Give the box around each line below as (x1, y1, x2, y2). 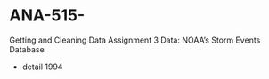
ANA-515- (9, 5, 86, 26)
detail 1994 (21, 61, 63, 72)
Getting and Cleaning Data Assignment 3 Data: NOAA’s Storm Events (9, 35, 261, 45)
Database (9, 43, 45, 54)
